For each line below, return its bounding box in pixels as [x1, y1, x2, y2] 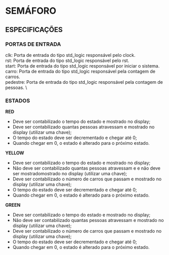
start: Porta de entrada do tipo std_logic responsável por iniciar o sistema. [5, 62, 160, 69]
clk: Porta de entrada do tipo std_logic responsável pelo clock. [5, 52, 136, 58]
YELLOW [5, 150, 24, 156]
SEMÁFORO [5, 5, 57, 17]
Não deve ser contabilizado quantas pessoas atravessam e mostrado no [12, 217, 164, 224]
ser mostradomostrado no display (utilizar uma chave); [12, 171, 127, 177]
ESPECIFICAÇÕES [5, 25, 63, 34]
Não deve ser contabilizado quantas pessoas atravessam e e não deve [12, 165, 161, 171]
